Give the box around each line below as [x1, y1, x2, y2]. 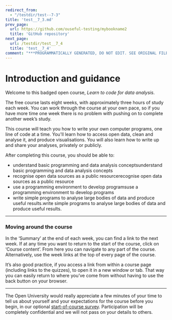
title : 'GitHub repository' [10, 31, 70, 36]
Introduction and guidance [5, 72, 121, 84]
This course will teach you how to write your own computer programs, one [5, 126, 163, 132]
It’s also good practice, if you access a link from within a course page [5, 261, 152, 268]
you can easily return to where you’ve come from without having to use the [5, 272, 164, 278]
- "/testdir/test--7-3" [10, 12, 60, 17]
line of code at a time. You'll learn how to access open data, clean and [5, 131, 154, 138]
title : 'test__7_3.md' [5, 17, 54, 22]
